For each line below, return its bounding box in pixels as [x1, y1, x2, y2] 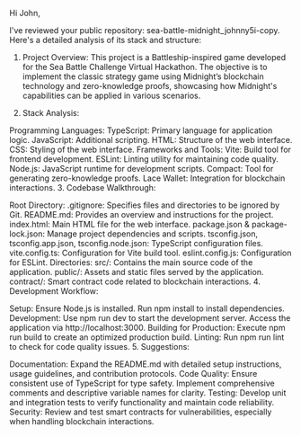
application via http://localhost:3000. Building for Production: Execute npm [9, 323, 286, 333]
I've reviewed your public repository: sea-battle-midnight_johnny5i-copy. [9, 25, 280, 35]
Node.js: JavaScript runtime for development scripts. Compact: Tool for [9, 164, 274, 174]
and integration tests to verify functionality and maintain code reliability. [9, 397, 275, 407]
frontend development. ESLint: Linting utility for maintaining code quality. [9, 154, 279, 165]
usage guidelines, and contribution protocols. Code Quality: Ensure [9, 369, 258, 378]
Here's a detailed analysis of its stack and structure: [9, 35, 202, 45]
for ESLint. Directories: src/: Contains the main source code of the [9, 257, 253, 268]
